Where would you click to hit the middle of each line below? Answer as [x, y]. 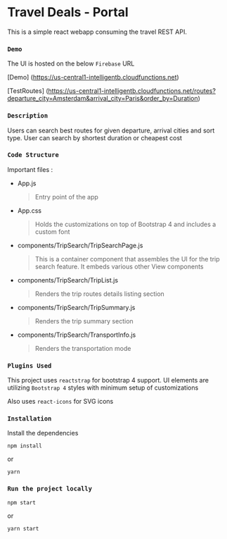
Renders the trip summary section [84, 321]
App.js [27, 183]
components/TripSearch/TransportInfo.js [77, 335]
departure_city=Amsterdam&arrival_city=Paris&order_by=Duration [103, 99]
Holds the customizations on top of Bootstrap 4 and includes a [125, 224]
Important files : [30, 169]
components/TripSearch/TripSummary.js [76, 307]
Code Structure [33, 155]
